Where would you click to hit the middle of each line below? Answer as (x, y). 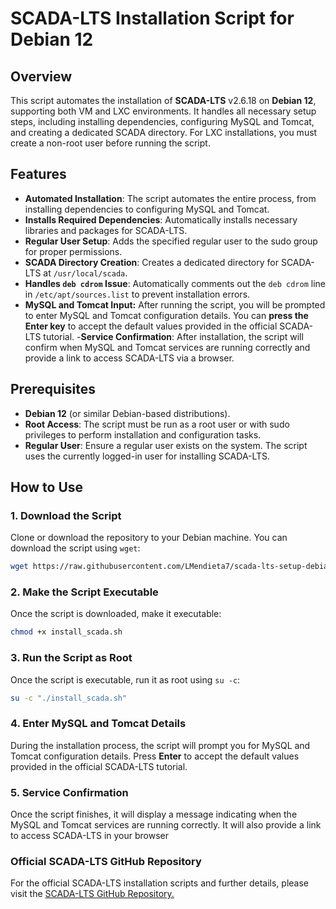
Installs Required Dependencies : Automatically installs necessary (161, 219)
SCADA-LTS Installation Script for (152, 18)
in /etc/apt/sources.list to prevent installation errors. (137, 294)
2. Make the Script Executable (84, 592)
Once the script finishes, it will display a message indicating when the (154, 814)
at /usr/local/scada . (85, 273)
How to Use (47, 487)
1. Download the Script (66, 515)
